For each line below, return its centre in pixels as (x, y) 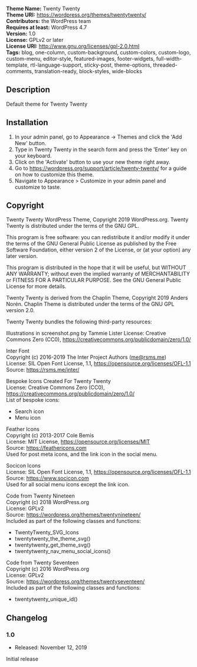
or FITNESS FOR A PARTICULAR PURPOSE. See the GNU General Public (94, 280)
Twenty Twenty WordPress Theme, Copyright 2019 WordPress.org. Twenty (97, 220)
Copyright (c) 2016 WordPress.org (48, 569)
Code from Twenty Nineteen (40, 496)
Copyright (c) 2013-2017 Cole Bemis (50, 436)
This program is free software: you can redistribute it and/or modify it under (98, 237)
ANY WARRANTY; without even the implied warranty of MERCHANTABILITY (98, 274)
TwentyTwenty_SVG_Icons (47, 532)
